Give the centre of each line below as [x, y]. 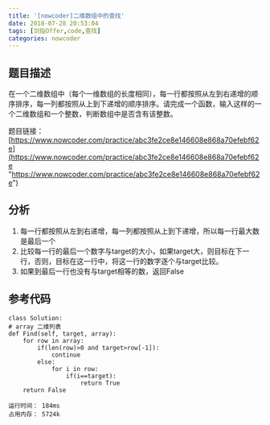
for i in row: [75, 369]
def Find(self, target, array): [62, 334]
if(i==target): [91, 376]
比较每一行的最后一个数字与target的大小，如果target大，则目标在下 [131, 251]
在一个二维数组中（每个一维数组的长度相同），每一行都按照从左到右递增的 [130, 94]
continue [66, 355]
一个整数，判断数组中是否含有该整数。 [114, 114]
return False [45, 390]
